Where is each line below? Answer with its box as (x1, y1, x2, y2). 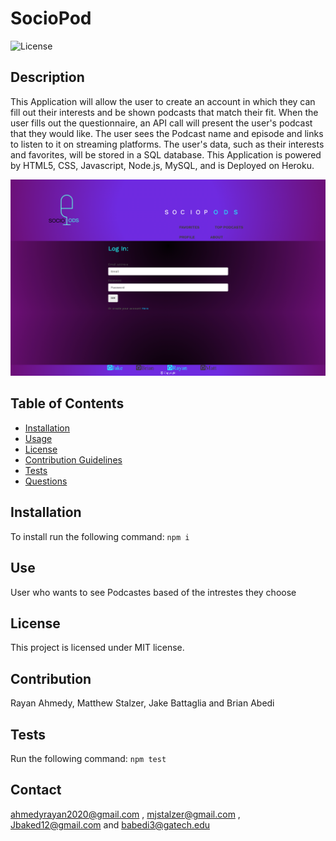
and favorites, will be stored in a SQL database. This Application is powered (10, 148, 322, 161)
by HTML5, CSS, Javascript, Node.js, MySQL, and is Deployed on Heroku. (10, 159, 315, 171)
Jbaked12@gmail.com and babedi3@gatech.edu (10, 818, 211, 831)
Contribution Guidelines (24, 453, 123, 466)
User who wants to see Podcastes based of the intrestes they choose (10, 586, 297, 598)
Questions (24, 475, 68, 487)
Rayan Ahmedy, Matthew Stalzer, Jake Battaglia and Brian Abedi (10, 697, 275, 709)
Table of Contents (10, 395, 125, 412)
